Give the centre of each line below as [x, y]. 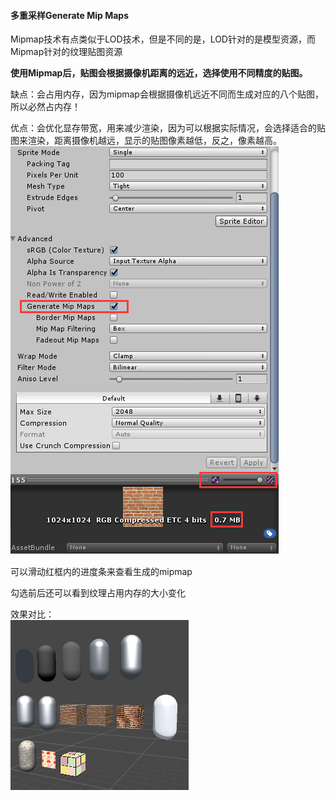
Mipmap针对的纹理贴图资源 [66, 52]
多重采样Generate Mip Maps [69, 15]
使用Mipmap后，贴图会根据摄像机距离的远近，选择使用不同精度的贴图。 [159, 73]
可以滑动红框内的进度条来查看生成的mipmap [101, 572]
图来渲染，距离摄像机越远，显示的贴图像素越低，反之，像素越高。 [146, 141]
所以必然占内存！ [45, 107]
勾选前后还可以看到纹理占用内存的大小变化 [98, 593]
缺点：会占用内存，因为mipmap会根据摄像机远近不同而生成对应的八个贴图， [167, 94]
